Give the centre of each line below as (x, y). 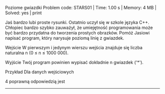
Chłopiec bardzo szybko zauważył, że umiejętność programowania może (79, 28)
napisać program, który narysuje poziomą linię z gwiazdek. (65, 38)
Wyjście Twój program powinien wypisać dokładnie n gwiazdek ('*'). (74, 62)
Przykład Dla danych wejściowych (40, 72)
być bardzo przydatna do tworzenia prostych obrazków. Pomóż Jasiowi (77, 33)
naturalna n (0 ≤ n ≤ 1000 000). (37, 53)
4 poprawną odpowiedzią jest (35, 81)
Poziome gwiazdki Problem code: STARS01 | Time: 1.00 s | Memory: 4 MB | (81, 8)
